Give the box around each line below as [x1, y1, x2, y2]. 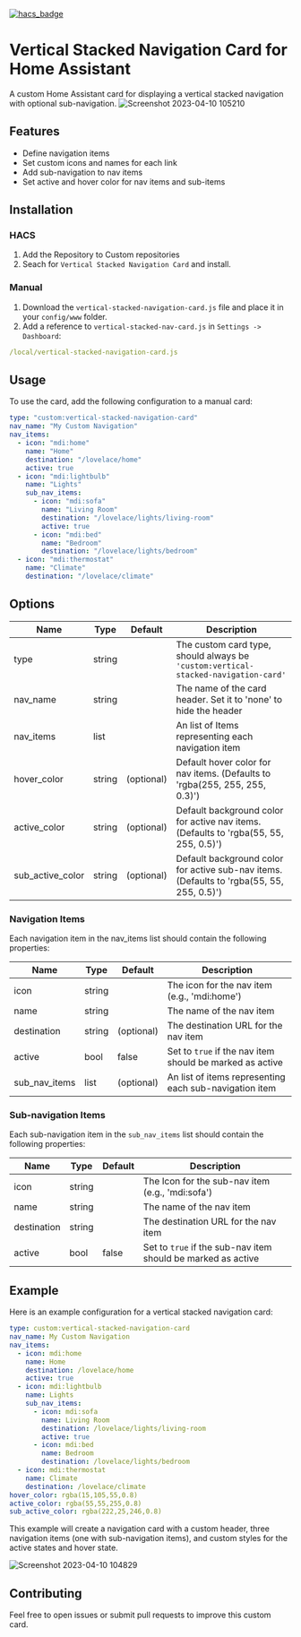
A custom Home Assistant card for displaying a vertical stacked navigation [9, 88, 284, 99]
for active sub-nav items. [176, 863, 283, 875]
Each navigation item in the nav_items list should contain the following [9, 933, 267, 944]
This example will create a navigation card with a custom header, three [9, 1523, 271, 1534]
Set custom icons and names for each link [21, 157, 177, 168]
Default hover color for [176, 755, 271, 768]
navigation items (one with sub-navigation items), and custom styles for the [9, 1533, 288, 1544]
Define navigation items [21, 148, 110, 159]
